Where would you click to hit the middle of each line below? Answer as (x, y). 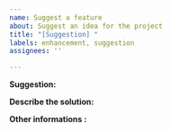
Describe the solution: (52, 102)
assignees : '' (36, 51)
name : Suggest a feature (56, 18)
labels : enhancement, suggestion (72, 43)
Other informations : (48, 119)
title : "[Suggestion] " (54, 34)
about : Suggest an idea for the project (86, 26)
